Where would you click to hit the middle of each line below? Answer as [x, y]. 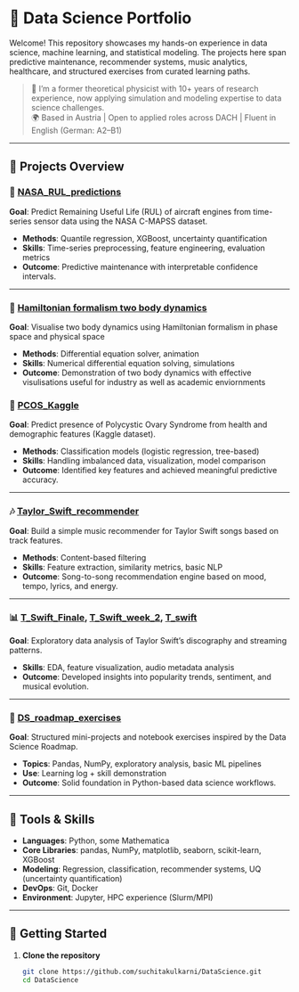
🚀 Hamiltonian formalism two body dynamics [108, 307]
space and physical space [57, 336]
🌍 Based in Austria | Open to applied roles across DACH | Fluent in [154, 117]
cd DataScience [50, 980]
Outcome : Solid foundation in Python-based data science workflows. [149, 783]
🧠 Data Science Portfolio [101, 18]
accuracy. [40, 480]
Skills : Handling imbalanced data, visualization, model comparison [144, 461]
